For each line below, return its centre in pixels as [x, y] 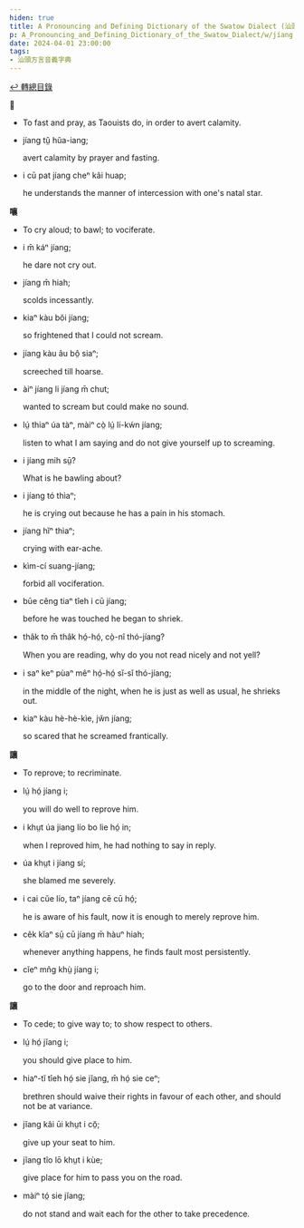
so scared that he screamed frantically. [95, 736]
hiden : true [32, 18]
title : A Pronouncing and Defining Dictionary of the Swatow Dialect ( [147, 26]
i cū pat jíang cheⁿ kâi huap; [74, 175]
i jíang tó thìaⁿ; [49, 496]
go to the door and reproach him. [84, 987]
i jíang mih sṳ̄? [49, 460]
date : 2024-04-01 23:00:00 [60, 43]
